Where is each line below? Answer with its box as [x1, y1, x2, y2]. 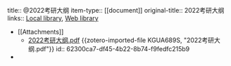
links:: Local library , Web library [7, 14, 99, 22]
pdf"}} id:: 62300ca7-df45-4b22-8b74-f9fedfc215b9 [36, 45, 190, 53]
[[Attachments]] [17, 27, 64, 36]
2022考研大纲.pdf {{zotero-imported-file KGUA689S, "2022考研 [27, 36, 215, 44]
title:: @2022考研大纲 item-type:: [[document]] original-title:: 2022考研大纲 [7, 6, 225, 14]
